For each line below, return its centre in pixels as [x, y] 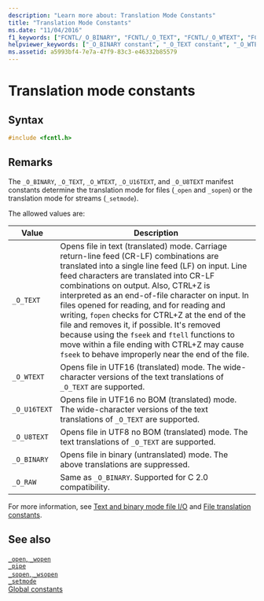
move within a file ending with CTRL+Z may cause [152, 345]
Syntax [26, 120]
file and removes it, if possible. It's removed [140, 325]
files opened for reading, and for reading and [143, 305]
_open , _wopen [29, 559]
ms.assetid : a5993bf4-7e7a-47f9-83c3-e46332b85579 [93, 52]
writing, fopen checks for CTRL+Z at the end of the [153, 315]
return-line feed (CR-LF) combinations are [139, 256]
